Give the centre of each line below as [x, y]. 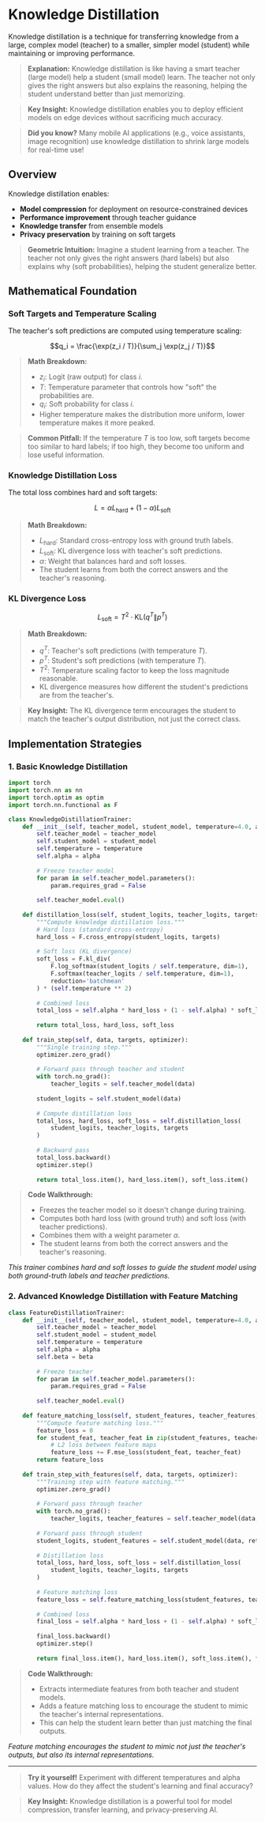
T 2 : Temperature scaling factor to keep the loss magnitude [134, 669]
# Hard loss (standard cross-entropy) [100, 930]
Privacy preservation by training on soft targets [97, 234]
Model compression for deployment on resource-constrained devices [134, 209]
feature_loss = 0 [65, 1430]
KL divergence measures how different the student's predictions [144, 687]
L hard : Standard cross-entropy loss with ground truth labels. [136, 541]
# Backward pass [63, 1150]
